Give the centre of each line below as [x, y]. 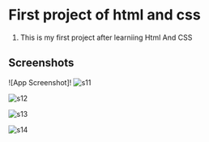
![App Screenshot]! [40, 82]
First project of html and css [104, 15]
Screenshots [41, 63]
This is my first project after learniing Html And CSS [106, 37]
